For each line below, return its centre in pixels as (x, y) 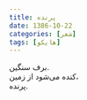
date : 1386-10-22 (41, 26)
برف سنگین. (29, 67)
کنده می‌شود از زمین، (44, 77)
